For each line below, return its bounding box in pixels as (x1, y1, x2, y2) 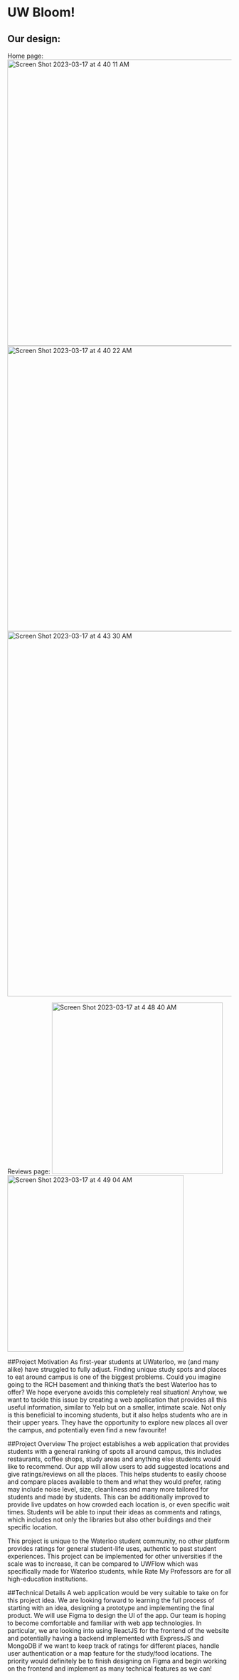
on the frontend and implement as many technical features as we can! (7, 1664, 212, 1673)
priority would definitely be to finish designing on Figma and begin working (7, 1656, 228, 1665)
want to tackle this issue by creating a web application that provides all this (7, 1395, 228, 1404)
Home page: (7, 51, 44, 60)
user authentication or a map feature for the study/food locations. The (7, 1649, 212, 1657)
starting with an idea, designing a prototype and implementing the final (7, 1604, 215, 1612)
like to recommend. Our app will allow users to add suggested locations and (7, 1462, 230, 1470)
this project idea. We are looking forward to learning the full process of (7, 1596, 215, 1604)
